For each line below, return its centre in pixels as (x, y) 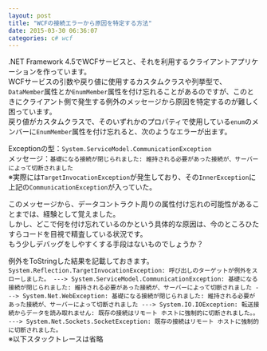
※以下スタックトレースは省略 (56, 339)
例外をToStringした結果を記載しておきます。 (81, 261)
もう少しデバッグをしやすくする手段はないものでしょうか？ (106, 244)
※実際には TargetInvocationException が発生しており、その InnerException (129, 177)
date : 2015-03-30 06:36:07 (53, 30)
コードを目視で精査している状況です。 (84, 234)
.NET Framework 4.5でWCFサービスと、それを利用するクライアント (120, 62)
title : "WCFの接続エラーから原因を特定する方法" (80, 23)
